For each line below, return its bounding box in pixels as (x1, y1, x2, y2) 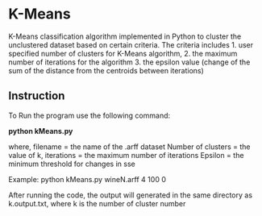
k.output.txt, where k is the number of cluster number (8, 198, 186, 208)
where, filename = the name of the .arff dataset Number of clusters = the (8, 142, 251, 152)
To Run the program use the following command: (8, 110, 171, 120)
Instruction (8, 89, 65, 103)
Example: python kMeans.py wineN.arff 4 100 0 (8, 174, 167, 184)
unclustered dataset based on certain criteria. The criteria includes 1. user (8, 39, 254, 49)
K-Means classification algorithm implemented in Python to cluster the (8, 31, 242, 41)
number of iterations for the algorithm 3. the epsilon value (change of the (8, 57, 251, 67)
